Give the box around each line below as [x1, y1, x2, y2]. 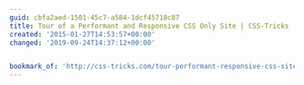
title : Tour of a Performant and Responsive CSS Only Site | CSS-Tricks [9, 21, 290, 30]
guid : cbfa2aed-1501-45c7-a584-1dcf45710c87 [9, 13, 180, 22]
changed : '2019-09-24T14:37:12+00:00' [9, 38, 156, 47]
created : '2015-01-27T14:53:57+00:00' [9, 30, 156, 38]
